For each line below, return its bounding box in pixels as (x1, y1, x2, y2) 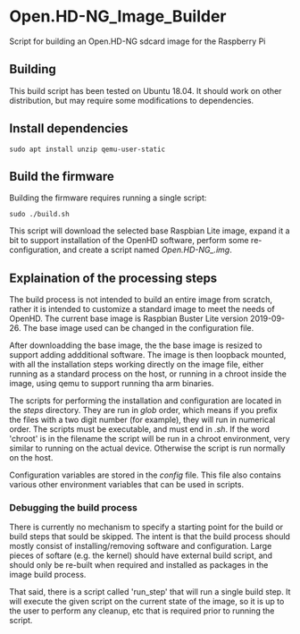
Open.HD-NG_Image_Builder (9, 6, 227, 27)
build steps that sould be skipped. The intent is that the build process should (9, 531, 290, 542)
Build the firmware (9, 168, 114, 184)
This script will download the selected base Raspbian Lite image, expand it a (9, 225, 290, 236)
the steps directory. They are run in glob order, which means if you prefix (9, 405, 279, 416)
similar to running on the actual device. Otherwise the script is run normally (9, 443, 286, 453)
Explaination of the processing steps (9, 270, 218, 285)
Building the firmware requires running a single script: (9, 192, 207, 203)
